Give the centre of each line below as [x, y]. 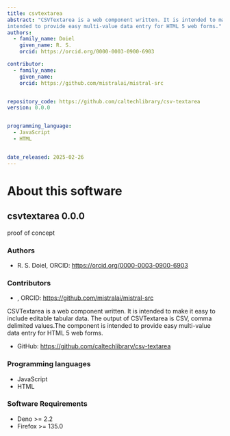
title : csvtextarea [35, 13]
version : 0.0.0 [29, 108]
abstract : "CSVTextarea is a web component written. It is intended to [111, 20]
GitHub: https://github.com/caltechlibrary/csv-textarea [94, 346]
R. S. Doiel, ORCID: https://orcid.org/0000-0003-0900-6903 [102, 265]
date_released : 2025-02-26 [46, 157]
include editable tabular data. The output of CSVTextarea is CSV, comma [110, 318]
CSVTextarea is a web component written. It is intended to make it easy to [111, 311]
